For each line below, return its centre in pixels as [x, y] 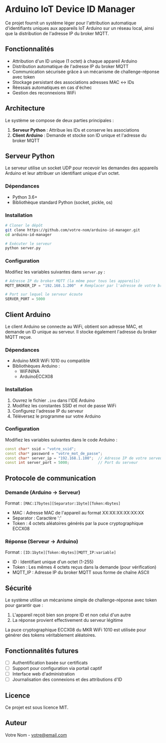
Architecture [25, 109]
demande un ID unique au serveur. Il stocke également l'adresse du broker [81, 332]
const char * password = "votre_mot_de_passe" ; [54, 453]
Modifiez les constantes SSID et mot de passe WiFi [64, 405]
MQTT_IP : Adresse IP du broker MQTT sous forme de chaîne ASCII [81, 573]
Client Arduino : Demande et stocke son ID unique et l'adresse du [79, 135]
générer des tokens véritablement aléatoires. [51, 635]
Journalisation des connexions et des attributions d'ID [67, 679]
